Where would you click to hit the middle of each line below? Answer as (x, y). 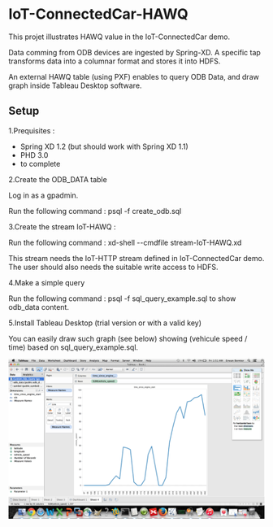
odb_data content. (39, 307)
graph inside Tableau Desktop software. (75, 85)
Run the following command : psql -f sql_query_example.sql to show (122, 298)
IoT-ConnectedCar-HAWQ (98, 14)
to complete (40, 163)
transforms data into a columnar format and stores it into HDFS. (115, 61)
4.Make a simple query (47, 282)
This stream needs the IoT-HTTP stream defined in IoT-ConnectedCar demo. (136, 258)
